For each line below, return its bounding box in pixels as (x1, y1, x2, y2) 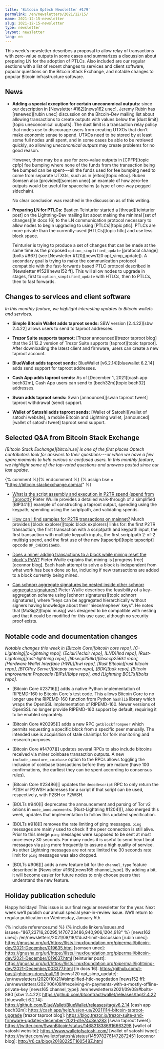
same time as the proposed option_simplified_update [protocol (12, 247, 141, 253)
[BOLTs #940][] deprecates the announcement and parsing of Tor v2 (12, 801, 151, 807)
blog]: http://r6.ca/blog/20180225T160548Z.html (5, 1038, 103, 1044)
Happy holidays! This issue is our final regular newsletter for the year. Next (5, 904, 155, 910)
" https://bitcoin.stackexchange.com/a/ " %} (5, 482, 92, 488)
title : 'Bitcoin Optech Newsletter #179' (5, 7, 91, 12)
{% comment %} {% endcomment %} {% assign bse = (5, 477, 114, 483)
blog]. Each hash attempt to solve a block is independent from (31, 562, 157, 568)
